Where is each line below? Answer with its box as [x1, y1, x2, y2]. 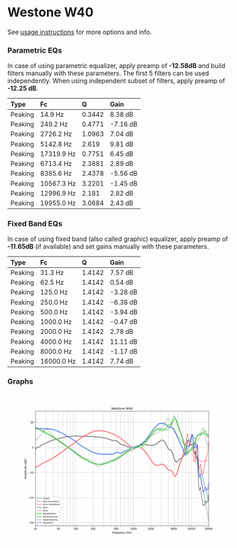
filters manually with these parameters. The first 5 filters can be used [7, 69, 209, 78]
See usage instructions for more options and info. [7, 28, 153, 36]
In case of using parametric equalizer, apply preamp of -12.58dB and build [7, 62, 226, 70]
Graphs [7, 376, 33, 386]
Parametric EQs [7, 45, 62, 55]
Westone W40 [7, 4, 94, 21]
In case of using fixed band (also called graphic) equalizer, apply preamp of [7, 235, 228, 243]
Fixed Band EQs [7, 218, 62, 228]
